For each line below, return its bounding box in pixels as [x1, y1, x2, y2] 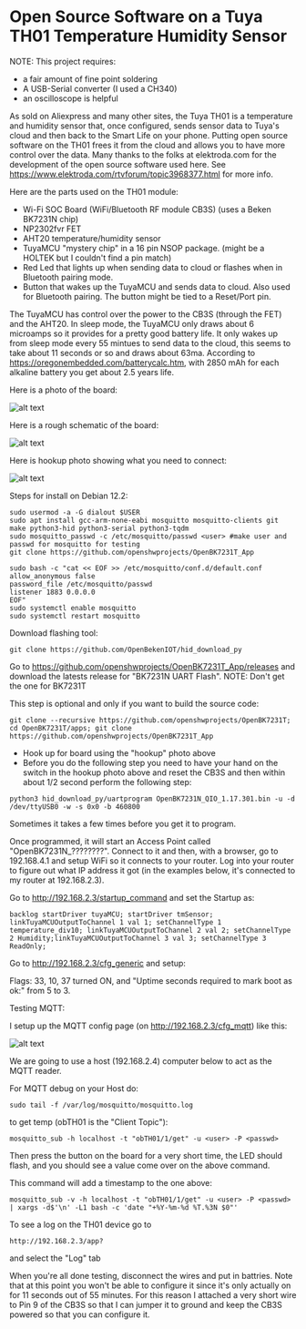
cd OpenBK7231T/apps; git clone [9, 723, 132, 732]
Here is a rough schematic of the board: [9, 419, 159, 430]
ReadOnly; [9, 941, 47, 951]
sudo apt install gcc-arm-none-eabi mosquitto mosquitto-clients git [9, 516, 280, 525]
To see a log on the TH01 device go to [9, 1219, 152, 1230]
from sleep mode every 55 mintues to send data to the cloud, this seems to [9, 337, 291, 348]
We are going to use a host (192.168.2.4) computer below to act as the [9, 1055, 272, 1067]
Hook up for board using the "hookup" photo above [22, 747, 216, 758]
